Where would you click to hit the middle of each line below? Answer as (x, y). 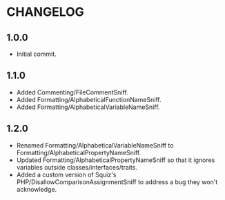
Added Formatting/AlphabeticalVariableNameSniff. (88, 107)
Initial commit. (36, 54)
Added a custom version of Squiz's (66, 174)
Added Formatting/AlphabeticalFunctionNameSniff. (89, 99)
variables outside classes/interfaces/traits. (77, 167)
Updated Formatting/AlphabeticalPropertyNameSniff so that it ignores (116, 160)
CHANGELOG (45, 12)
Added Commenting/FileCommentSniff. (72, 92)
